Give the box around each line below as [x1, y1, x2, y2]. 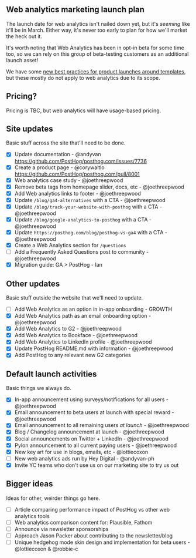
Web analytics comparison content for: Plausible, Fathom [14, 519, 153, 526]
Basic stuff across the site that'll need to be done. [6, 139, 126, 146]
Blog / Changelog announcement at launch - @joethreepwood [14, 428, 164, 435]
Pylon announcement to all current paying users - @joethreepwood [14, 442, 177, 449]
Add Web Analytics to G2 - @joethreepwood [14, 325, 122, 332]
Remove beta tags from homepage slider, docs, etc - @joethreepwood [14, 183, 184, 190]
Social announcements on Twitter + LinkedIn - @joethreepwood [14, 435, 169, 442]
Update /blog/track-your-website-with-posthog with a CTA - [14, 203, 163, 210]
